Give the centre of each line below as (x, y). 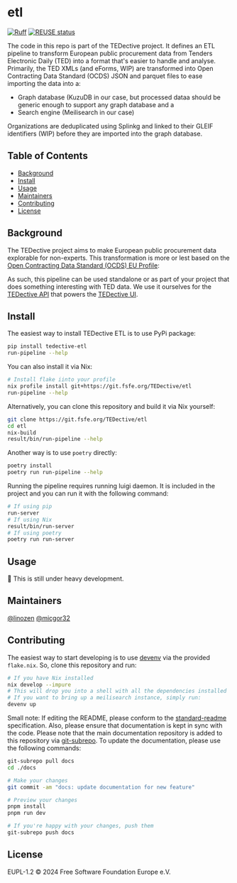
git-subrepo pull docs (41, 761)
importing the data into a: (44, 83)
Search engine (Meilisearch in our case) (76, 112)
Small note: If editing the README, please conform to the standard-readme (117, 718)
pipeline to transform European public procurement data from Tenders (110, 53)
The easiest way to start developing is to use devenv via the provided (109, 657)
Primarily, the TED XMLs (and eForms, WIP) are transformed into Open (111, 68)
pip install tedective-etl (47, 346)
